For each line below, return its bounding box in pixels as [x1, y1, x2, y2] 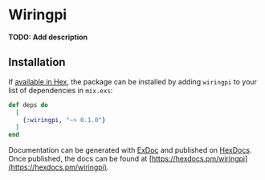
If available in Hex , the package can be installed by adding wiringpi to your [8, 76, 257, 86]
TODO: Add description [8, 32, 88, 42]
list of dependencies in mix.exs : [8, 85, 113, 95]
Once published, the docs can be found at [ [8, 154, 153, 164]
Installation [8, 55, 66, 69]
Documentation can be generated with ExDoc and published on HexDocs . [8, 145, 252, 155]
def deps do [8, 100, 48, 109]
